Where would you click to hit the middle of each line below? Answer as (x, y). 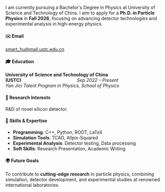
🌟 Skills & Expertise (26, 121)
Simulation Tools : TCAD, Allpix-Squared (56, 137)
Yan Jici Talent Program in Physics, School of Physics (62, 86)
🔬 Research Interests (28, 98)
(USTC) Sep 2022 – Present (62, 80)
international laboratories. (33, 185)
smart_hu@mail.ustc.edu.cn (35, 49)
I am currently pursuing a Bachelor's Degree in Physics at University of (80, 7)
